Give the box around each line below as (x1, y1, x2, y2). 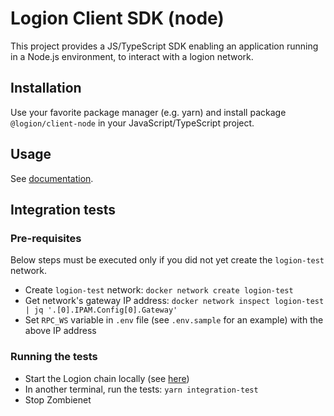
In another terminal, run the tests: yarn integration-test (24, 383, 259, 395)
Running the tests (10, 350, 98, 364)
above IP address (24, 325, 97, 337)
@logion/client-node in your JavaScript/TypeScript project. (10, 117, 255, 129)
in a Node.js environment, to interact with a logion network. (10, 50, 254, 62)
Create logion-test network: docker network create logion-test (24, 284, 294, 296)
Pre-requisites (10, 231, 82, 245)
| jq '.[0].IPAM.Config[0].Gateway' (24, 305, 178, 316)
